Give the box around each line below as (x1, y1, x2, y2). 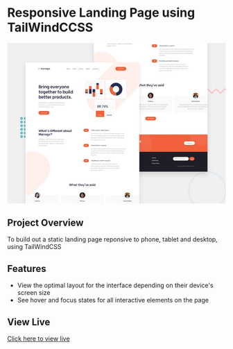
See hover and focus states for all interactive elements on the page (17, 296, 209, 305)
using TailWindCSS (7, 243, 62, 251)
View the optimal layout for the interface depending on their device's (17, 281, 214, 289)
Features (7, 262, 46, 275)
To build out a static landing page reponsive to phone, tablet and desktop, (7, 235, 218, 244)
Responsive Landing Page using (7, 5, 196, 21)
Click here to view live (7, 334, 71, 343)
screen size (17, 289, 51, 297)
